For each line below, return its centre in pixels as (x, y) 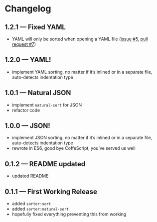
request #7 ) (24, 44)
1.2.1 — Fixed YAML (35, 27)
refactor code (26, 110)
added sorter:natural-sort (40, 209)
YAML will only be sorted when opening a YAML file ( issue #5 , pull (80, 39)
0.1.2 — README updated (45, 164)
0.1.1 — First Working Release (51, 191)
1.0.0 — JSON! (27, 126)
